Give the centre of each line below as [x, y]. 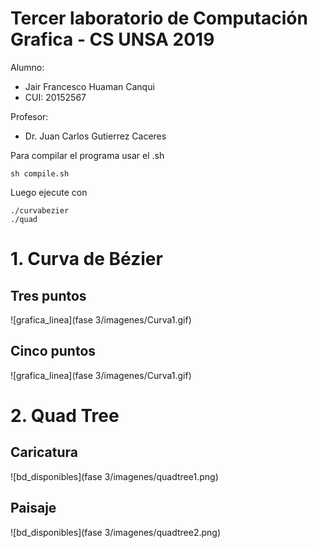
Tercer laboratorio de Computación [159, 18]
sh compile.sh [40, 173]
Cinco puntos [53, 351]
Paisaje [33, 508]
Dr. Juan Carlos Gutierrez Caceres [95, 136]
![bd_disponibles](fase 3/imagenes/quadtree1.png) [114, 476]
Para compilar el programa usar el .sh [87, 155]
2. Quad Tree [65, 415]
